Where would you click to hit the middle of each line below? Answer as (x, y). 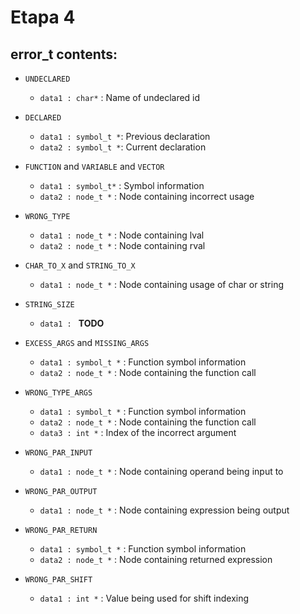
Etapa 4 (43, 17)
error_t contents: (64, 54)
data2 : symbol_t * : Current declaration (123, 147)
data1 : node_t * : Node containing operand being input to (161, 471)
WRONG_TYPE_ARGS (58, 393)
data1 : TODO (72, 323)
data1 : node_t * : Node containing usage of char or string (161, 284)
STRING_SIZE (49, 305)
